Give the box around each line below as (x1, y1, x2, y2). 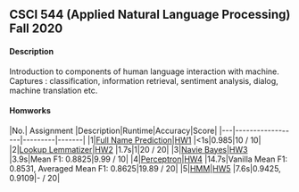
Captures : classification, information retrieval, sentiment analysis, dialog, (9, 75, 278, 86)
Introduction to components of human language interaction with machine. (9, 66, 279, 77)
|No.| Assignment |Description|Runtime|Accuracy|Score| (9, 125, 218, 136)
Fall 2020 (9, 21, 63, 37)
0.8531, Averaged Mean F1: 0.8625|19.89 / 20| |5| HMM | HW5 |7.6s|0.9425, (9, 163, 281, 173)
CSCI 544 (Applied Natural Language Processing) (9, 7, 291, 22)
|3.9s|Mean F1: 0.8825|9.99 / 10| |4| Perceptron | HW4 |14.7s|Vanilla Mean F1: (9, 154, 288, 164)
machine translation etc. (9, 85, 98, 96)
